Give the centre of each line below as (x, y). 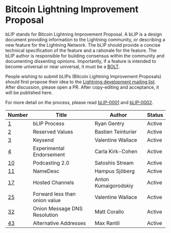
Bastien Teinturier (116, 131)
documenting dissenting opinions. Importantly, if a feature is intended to (81, 61)
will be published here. (29, 92)
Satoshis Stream (114, 162)
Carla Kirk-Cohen (116, 151)
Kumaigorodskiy (114, 185)
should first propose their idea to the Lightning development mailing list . (81, 82)
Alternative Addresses (59, 223)
